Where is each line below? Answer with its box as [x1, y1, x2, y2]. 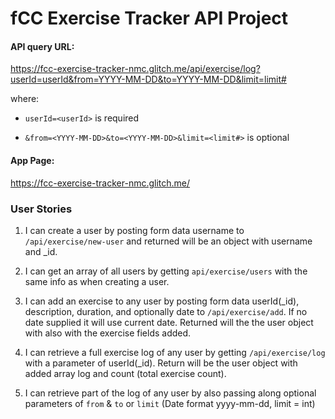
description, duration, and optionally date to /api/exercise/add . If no [24, 305, 308, 317]
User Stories [10, 202, 73, 216]
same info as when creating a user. [24, 275, 170, 287]
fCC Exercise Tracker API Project [10, 7, 289, 30]
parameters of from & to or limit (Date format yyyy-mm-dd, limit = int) [24, 397, 316, 409]
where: [10, 93, 40, 105]
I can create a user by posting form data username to [24, 224, 245, 236]
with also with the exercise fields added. [24, 327, 192, 339]
